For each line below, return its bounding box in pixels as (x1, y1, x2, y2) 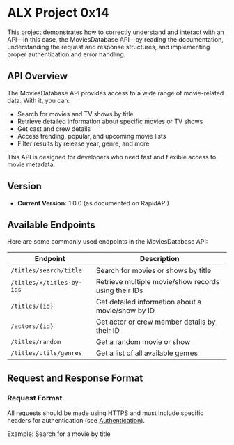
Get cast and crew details (17, 124, 91, 133)
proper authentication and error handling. (7, 50, 126, 58)
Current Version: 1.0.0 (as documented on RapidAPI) (17, 198, 169, 207)
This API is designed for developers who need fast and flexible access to (7, 153, 217, 161)
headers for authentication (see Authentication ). (7, 416, 145, 425)
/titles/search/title (10, 267, 82, 274)
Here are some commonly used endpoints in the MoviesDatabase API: (7, 237, 208, 246)
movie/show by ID (95, 306, 155, 315)
